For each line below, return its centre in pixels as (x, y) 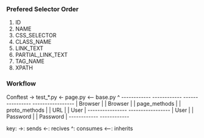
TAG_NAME (30, 61)
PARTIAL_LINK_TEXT (42, 55)
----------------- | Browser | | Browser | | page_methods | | (107, 103)
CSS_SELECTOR (36, 35)
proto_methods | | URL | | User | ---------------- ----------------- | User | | (100, 110)
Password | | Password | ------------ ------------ (68, 116)
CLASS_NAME (33, 42)
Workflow (21, 84)
